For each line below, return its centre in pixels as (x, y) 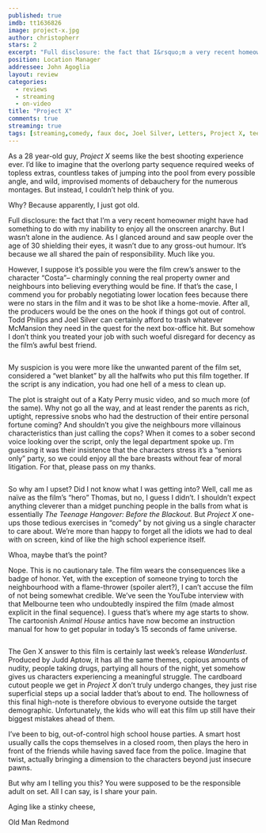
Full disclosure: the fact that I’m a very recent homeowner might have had (128, 220)
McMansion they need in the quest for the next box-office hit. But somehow (132, 328)
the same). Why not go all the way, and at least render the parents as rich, (129, 408)
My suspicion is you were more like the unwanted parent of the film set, (125, 367)
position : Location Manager (55, 60)
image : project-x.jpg (44, 30)
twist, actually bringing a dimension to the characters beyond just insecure (130, 759)
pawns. (20, 767)
